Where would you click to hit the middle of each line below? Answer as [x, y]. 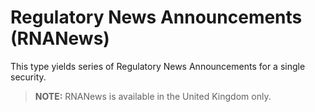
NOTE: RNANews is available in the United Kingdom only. [153, 96]
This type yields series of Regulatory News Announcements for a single [158, 66]
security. [28, 77]
